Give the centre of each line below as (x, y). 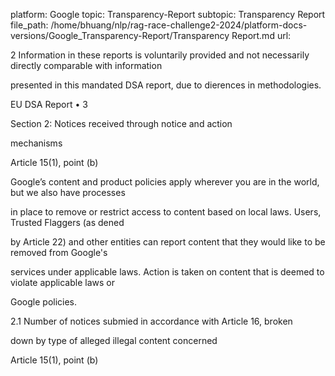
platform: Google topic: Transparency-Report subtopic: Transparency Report (168, 14)
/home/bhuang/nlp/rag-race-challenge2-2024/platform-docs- (179, 25)
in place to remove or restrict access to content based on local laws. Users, (166, 212)
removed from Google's (59, 252)
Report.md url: (261, 35)
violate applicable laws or (62, 282)
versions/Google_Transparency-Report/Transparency (120, 35)
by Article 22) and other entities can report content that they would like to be (168, 242)
